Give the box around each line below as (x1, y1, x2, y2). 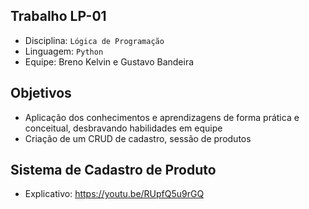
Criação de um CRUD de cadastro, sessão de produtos (24, 132, 252, 144)
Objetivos (10, 85, 72, 102)
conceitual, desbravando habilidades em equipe (24, 122, 223, 134)
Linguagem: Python (24, 45, 104, 57)
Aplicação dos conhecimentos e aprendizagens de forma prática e (24, 111, 300, 123)
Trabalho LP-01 (10, 8, 107, 25)
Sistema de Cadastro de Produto (10, 162, 217, 179)
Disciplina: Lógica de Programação (24, 34, 165, 46)
